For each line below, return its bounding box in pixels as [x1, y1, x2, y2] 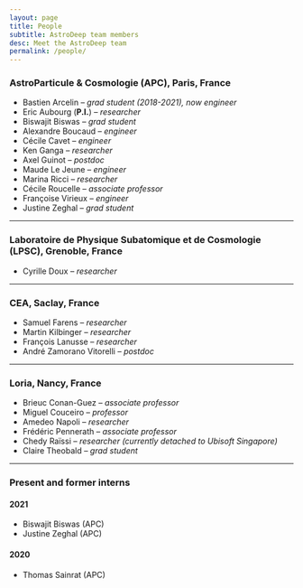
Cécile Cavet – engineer [22, 135, 112, 146]
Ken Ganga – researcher [22, 145, 113, 156]
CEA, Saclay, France [9, 296, 100, 309]
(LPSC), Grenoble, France [9, 245, 124, 257]
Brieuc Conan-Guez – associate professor [22, 397, 179, 408]
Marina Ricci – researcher [22, 173, 118, 185]
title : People [9, 22, 63, 31]
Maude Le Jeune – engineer [22, 164, 127, 175]
